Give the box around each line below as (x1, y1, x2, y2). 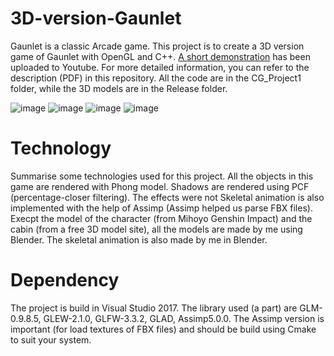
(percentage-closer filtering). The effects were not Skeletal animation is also (10, 191, 325, 203)
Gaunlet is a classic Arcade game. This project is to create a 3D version (10, 40, 305, 52)
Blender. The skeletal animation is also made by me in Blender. (10, 233, 268, 246)
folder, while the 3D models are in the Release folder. (10, 82, 228, 94)
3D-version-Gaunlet (10, 7, 182, 30)
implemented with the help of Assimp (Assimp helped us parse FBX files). (10, 202, 313, 214)
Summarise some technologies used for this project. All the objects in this (10, 170, 314, 182)
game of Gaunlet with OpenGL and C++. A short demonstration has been (10, 50, 311, 62)
